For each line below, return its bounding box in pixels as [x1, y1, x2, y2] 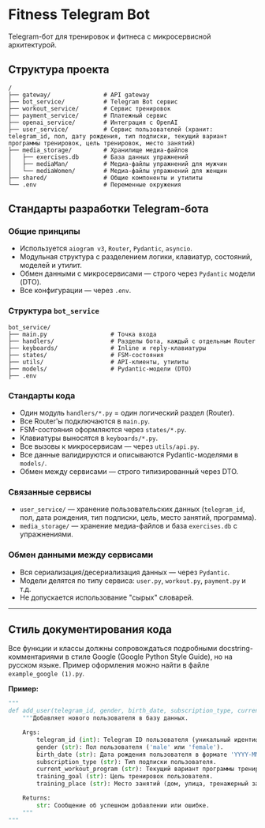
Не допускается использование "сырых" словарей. [19, 593, 194, 602]
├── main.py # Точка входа [8, 330, 157, 338]
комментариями [8, 652, 64, 661]
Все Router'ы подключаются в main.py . [19, 416, 151, 426]
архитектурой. [8, 40, 57, 49]
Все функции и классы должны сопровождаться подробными [8, 644, 218, 653]
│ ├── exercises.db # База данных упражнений [8, 152, 189, 161]
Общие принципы [8, 226, 80, 237]
